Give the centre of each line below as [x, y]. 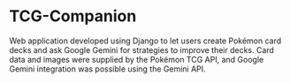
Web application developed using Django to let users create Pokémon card [145, 41]
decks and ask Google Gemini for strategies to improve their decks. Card [141, 49]
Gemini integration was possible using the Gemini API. [107, 69]
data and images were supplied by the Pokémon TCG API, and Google [137, 59]
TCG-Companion [73, 16]
